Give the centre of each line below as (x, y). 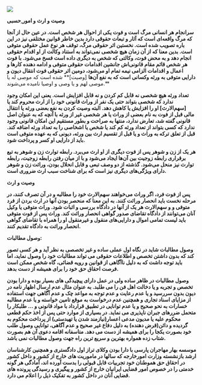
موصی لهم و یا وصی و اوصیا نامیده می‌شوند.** (58, 83)
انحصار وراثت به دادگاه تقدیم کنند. (44, 226)
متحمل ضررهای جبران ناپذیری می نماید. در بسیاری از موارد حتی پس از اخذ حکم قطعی (101, 312)
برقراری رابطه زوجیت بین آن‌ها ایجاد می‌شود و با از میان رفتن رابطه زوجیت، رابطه (96, 158)
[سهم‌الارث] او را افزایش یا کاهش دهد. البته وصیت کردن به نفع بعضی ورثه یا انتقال (96, 108)
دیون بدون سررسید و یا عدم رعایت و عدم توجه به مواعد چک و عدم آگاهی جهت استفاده (101, 293)
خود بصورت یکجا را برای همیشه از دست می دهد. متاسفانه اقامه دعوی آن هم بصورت (99, 332)
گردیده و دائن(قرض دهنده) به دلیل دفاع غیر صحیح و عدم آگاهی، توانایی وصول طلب (97, 325)
